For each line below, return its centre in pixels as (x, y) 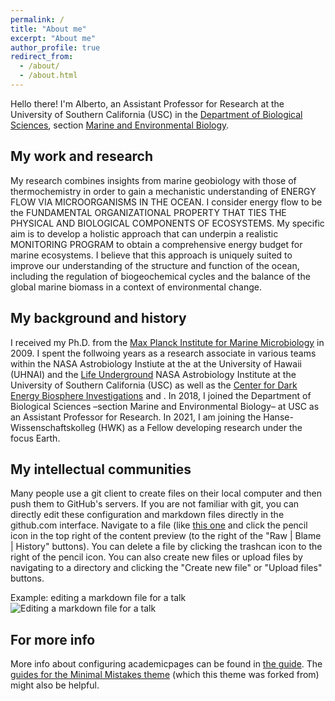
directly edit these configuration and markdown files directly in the (147, 515)
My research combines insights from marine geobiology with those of (153, 180)
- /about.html (48, 76)
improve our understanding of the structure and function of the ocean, (155, 265)
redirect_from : (42, 57)
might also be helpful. (55, 685)
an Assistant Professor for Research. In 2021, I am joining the (136, 417)
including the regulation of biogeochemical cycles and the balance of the (160, 276)
